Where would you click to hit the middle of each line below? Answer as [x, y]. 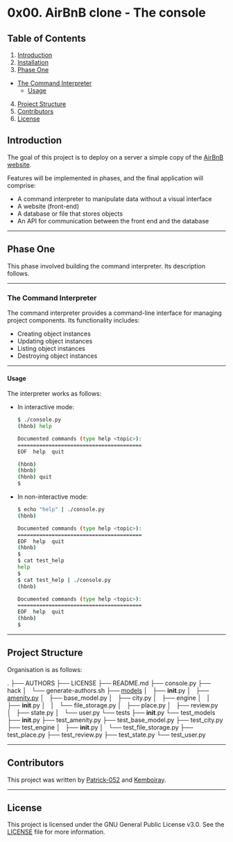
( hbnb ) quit [34, 477]
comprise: [21, 185]
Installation [33, 62]
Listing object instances [51, 348]
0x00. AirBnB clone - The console [107, 13]
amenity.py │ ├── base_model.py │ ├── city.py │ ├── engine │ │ [109, 698]
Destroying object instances [57, 356]
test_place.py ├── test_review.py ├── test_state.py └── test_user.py [106, 734]
